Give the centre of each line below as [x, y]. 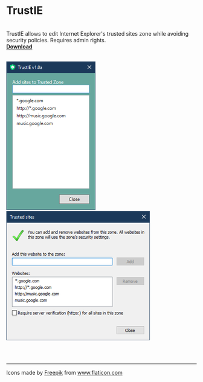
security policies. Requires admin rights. [56, 40]
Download [19, 47]
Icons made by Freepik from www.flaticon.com [64, 372]
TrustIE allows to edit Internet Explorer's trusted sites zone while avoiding [98, 33]
